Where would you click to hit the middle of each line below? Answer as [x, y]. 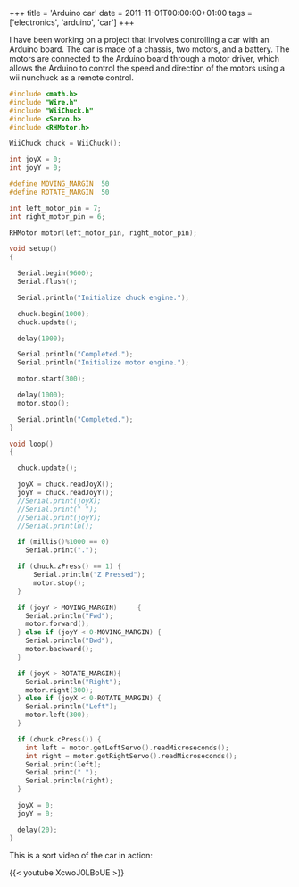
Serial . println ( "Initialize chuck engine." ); [104, 297]
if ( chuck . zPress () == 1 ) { [70, 566]
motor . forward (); [58, 624]
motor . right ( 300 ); [59, 690]
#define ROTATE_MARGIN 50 [59, 192]
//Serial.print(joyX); [59, 501]
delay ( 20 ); [37, 830]
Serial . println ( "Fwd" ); [70, 615]
